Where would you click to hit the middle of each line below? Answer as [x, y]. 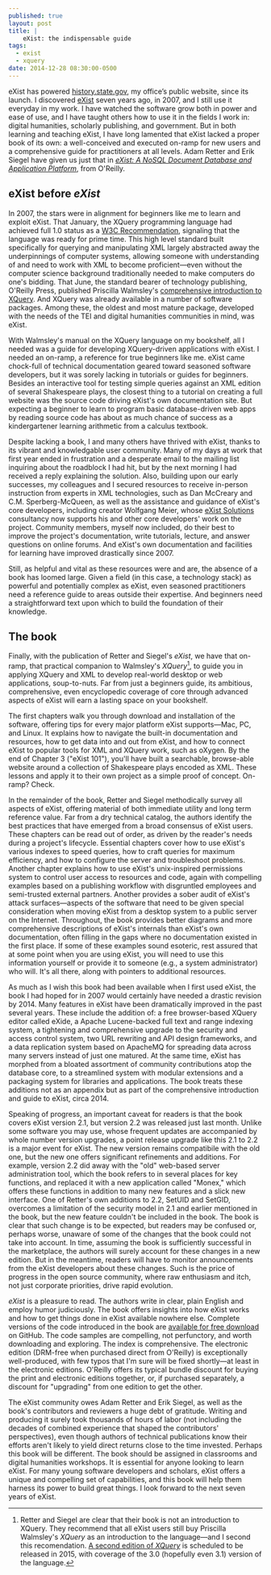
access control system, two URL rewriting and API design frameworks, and [133, 1039]
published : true [35, 16]
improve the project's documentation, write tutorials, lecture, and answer [129, 535]
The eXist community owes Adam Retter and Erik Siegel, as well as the [125, 1402]
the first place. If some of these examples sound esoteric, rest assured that [133, 946]
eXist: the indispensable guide [77, 38]
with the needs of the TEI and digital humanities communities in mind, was [132, 316]
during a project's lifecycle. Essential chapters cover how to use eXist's [127, 843]
